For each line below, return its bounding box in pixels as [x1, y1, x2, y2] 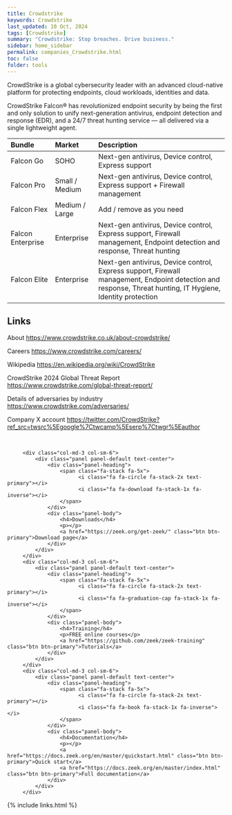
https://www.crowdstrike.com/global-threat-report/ [7, 382, 153, 390]
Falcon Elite [10, 274, 48, 284]
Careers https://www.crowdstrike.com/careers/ [7, 347, 142, 355]
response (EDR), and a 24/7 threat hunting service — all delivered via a [7, 116, 209, 125]
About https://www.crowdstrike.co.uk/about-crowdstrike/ [7, 334, 171, 342]
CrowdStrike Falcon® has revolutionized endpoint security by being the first [7, 101, 222, 109]
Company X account [7, 415, 66, 424]
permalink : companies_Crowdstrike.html [7, 49, 122, 56]
